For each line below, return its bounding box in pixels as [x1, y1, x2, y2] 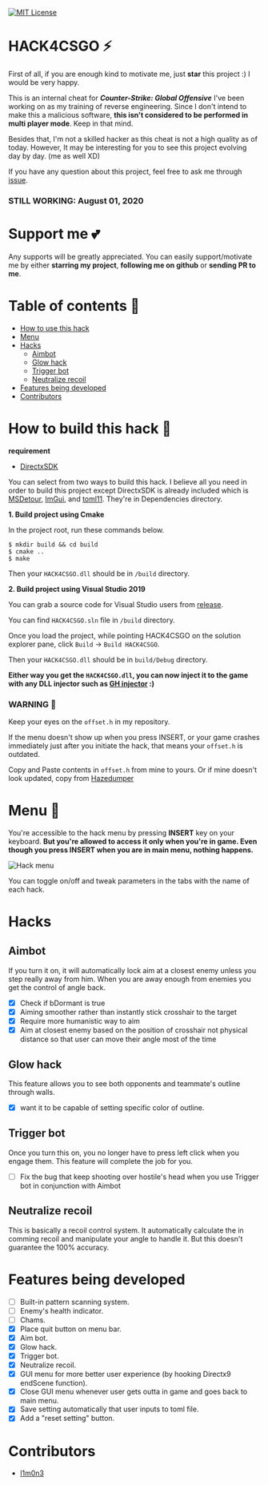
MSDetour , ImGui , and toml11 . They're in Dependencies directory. [8, 493, 222, 504]
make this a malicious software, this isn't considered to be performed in [8, 110, 249, 119]
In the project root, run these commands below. [8, 525, 165, 534]
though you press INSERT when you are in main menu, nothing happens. [8, 845, 254, 855]
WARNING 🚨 [8, 698, 57, 710]
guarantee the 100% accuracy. [8, 1242, 110, 1252]
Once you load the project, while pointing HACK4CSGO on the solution [8, 630, 242, 640]
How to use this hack [19, 323, 90, 332]
